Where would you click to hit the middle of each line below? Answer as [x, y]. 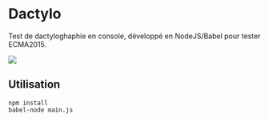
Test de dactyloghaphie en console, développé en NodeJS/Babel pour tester [134, 36]
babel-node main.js [41, 110]
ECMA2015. [27, 44]
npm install [28, 103]
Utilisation [34, 85]
